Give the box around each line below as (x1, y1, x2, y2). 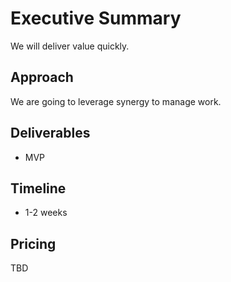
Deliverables (10, 125, 91, 142)
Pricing (10, 235, 57, 252)
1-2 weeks (24, 207, 68, 219)
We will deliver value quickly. (10, 40, 130, 52)
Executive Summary (10, 7, 182, 30)
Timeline (10, 180, 67, 197)
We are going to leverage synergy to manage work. (10, 95, 222, 107)
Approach (10, 69, 74, 86)
